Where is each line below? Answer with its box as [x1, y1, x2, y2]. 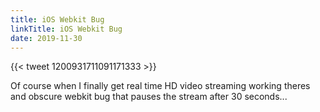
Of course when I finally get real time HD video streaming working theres [10, 80, 311, 92]
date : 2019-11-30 [10, 33, 83, 43]
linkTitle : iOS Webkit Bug [10, 24, 123, 34]
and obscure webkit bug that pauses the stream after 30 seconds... [10, 91, 288, 103]
